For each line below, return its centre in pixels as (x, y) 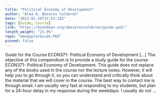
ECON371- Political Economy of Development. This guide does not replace (79, 65)
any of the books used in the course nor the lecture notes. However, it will (79, 70)
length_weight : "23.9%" (29, 32)
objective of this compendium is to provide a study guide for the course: (77, 60)
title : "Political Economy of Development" (50, 9)
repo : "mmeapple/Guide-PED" (33, 37)
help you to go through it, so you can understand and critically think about (79, 75)
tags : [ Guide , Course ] (28, 23)
